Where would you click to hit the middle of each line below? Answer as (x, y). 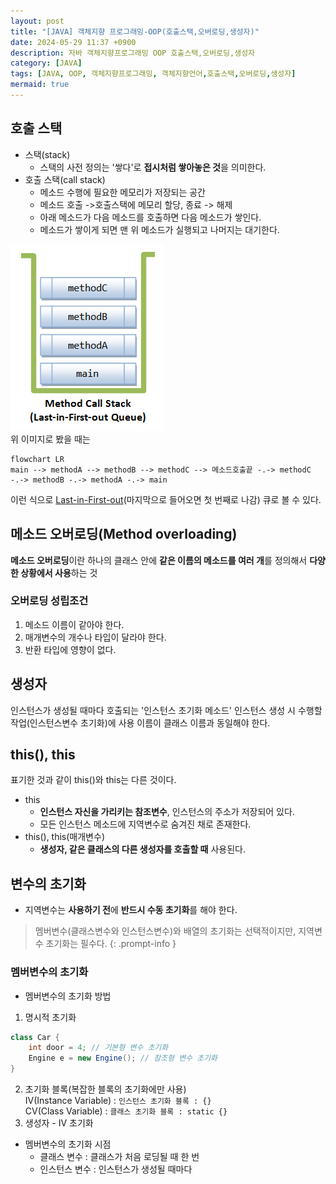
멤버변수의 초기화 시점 (68, 1144)
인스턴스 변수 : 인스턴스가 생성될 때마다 (116, 1169)
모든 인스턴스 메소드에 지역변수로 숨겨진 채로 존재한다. (145, 824)
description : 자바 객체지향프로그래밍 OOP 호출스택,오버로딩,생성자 (133, 53)
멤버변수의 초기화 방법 (68, 996)
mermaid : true (40, 85)
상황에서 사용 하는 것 (59, 572)
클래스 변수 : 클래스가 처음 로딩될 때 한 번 (119, 1157)
